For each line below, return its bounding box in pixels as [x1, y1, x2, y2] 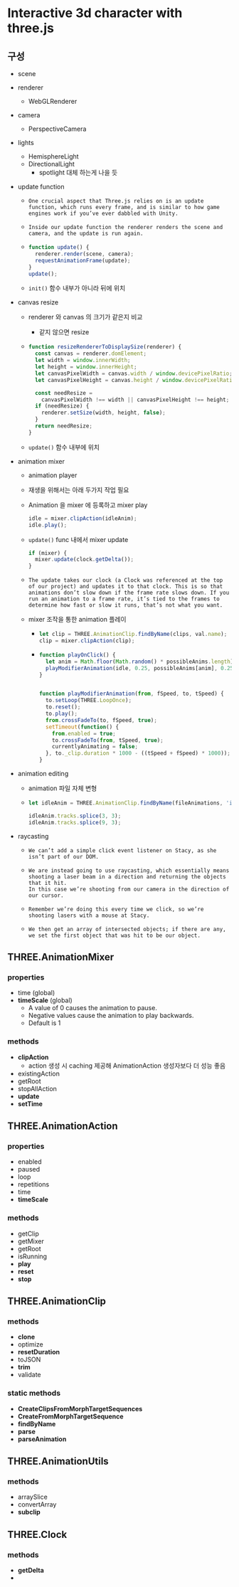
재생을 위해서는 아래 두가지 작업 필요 [28, 485, 129, 494]
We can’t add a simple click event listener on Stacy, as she [28, 846, 217, 854]
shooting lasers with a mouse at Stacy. [28, 912, 150, 919]
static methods [7, 1389, 61, 1398]
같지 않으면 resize [38, 328, 90, 336]
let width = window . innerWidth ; [34, 357, 131, 364]
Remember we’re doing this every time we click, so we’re [28, 906, 204, 913]
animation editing [17, 770, 69, 777]
